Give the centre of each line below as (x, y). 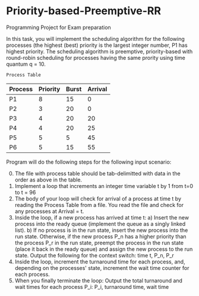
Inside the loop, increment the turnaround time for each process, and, (100, 262)
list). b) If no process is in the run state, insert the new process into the (101, 230)
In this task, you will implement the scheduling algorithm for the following (96, 39)
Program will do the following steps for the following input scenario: (89, 162)
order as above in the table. (48, 180)
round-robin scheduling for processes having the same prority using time (96, 58)
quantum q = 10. (26, 64)
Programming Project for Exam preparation (59, 27)
